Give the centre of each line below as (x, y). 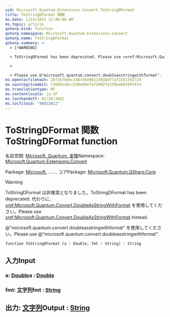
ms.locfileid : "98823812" (32, 103)
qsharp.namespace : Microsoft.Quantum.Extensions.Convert (67, 33)
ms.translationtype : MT (30, 89)
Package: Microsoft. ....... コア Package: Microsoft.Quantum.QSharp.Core (80, 172)
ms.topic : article (25, 24)
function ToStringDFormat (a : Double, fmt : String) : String (73, 244)
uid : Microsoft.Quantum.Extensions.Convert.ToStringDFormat (70, 10)
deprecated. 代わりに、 (30, 199)
